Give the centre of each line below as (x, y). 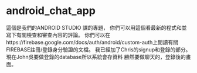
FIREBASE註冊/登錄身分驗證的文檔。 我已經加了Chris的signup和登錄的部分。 (98, 49)
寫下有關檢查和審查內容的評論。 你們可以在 (58, 35)
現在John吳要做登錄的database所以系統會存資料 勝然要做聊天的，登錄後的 (96, 57)
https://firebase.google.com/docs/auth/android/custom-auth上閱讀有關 (92, 42)
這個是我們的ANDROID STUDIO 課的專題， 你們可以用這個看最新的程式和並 (96, 27)
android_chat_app (51, 11)
